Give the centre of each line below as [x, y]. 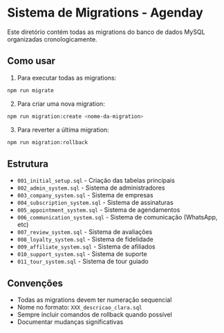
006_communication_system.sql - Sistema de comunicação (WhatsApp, [117, 217]
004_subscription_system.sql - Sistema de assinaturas [95, 203]
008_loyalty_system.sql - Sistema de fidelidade [85, 240]
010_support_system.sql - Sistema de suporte [82, 254]
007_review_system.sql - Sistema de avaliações [85, 232]
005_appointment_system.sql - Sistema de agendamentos [99, 210]
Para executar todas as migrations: [67, 78]
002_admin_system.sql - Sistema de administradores [91, 188]
